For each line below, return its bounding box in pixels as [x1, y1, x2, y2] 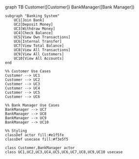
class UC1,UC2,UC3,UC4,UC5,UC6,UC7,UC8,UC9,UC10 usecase [5, 150, 123, 155]
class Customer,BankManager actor [5, 145, 75, 150]
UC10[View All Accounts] [14, 56, 64, 61]
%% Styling [5, 128, 27, 133]
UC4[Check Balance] [14, 31, 53, 35]
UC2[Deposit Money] [14, 22, 53, 27]
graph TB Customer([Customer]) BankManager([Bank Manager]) [5, 4, 135, 10]
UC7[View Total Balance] [14, 43, 64, 48]
